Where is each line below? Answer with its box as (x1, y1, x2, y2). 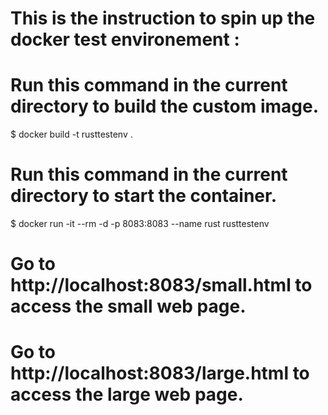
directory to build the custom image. (10, 95, 320, 118)
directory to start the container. (10, 185, 278, 207)
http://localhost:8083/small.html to (10, 274, 313, 297)
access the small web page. (10, 295, 247, 318)
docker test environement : (10, 28, 240, 51)
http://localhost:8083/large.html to (10, 362, 310, 385)
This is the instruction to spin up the (10, 7, 316, 30)
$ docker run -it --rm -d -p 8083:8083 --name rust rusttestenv (10, 218, 270, 230)
